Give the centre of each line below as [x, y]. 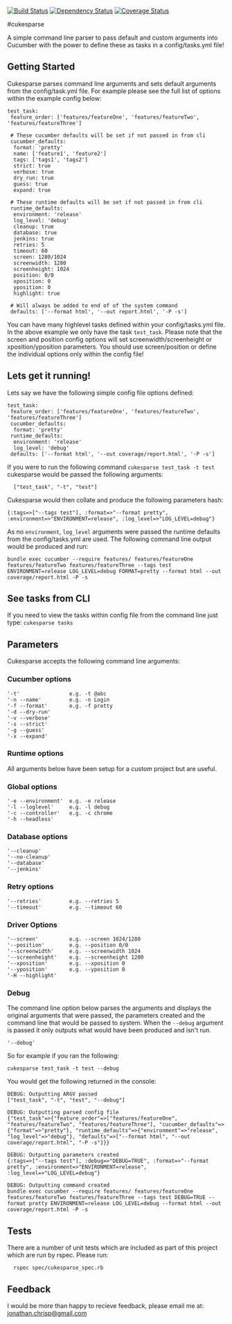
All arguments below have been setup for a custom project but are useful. [112, 768]
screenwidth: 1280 [40, 263]
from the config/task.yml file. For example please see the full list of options [114, 91]
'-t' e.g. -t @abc [57, 694]
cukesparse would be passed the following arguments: [86, 474]
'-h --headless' [30, 820]
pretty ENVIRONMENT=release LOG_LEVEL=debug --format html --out [125, 1204]
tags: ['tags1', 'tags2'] [51, 160]
